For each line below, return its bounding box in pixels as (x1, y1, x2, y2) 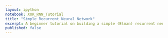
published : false (5, 26, 41, 31)
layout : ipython (5, 7, 39, 12)
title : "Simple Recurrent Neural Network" (5, 16, 95, 21)
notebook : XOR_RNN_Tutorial (5, 12, 64, 17)
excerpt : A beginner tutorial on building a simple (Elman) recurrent (5, 21, 155, 26)
